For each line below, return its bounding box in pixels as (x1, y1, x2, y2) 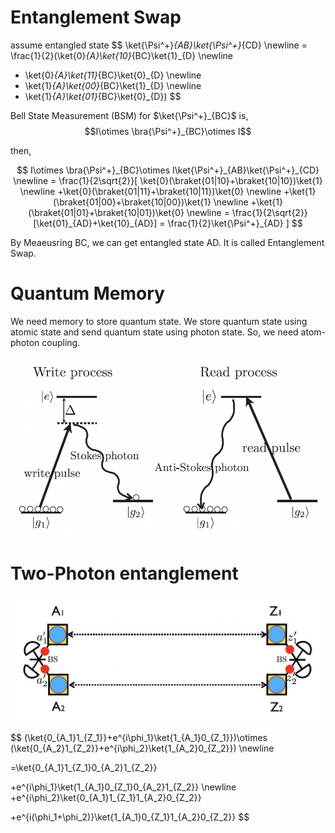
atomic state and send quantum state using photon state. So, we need (10, 326, 299, 338)
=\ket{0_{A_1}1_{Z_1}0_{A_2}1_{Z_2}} (10, 761, 158, 773)
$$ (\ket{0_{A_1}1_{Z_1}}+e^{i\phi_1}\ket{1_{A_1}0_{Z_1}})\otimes (10, 731, 268, 743)
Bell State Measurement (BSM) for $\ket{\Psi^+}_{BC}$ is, (10, 109, 249, 121)
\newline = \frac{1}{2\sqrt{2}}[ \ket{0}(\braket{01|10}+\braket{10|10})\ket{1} (13, 174, 323, 186)
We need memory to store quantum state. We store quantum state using (10, 315, 308, 327)
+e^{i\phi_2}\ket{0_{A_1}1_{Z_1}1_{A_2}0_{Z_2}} (10, 791, 202, 803)
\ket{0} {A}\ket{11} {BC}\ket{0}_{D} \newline (24, 69, 202, 81)
